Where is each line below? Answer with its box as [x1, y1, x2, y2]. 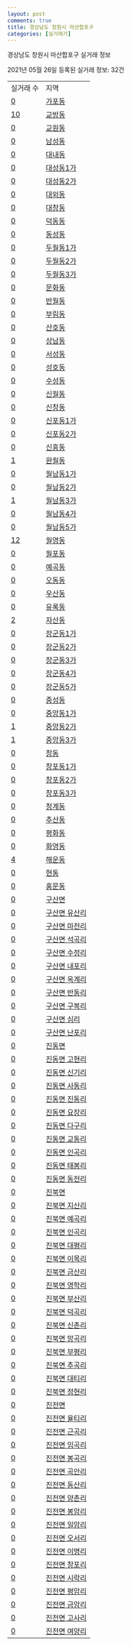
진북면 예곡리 [45, 1214, 87, 1224]
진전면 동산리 [45, 1480, 87, 1490]
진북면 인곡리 [45, 1227, 87, 1237]
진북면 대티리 [45, 1374, 87, 1383]
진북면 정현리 [45, 1387, 87, 1397]
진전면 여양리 [45, 1626, 87, 1636]
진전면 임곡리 [45, 1440, 87, 1450]
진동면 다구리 [45, 1121, 87, 1131]
